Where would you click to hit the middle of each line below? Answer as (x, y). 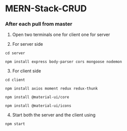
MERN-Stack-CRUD (46, 9)
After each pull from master (39, 24)
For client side (27, 71)
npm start (15, 124)
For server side (28, 44)
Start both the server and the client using (54, 115)
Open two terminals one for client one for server (61, 34)
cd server (15, 53)
